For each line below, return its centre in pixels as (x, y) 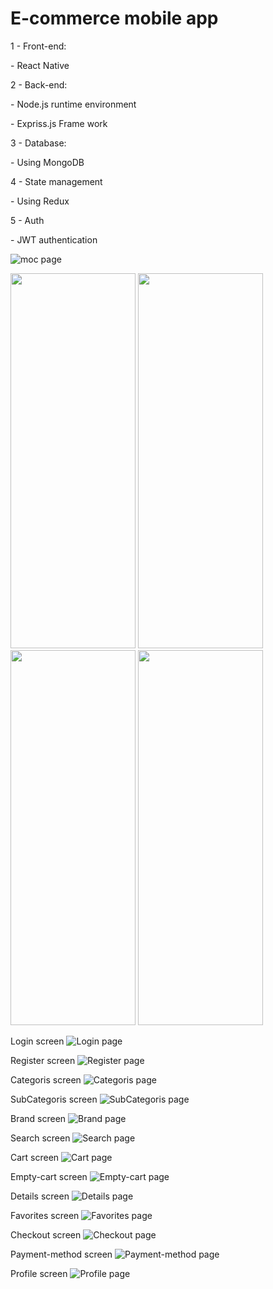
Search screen (40, 1138)
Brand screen (38, 1118)
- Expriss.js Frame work (59, 123)
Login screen (37, 1041)
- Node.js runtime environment (73, 104)
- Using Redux (40, 201)
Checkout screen (46, 1234)
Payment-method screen (61, 1254)
